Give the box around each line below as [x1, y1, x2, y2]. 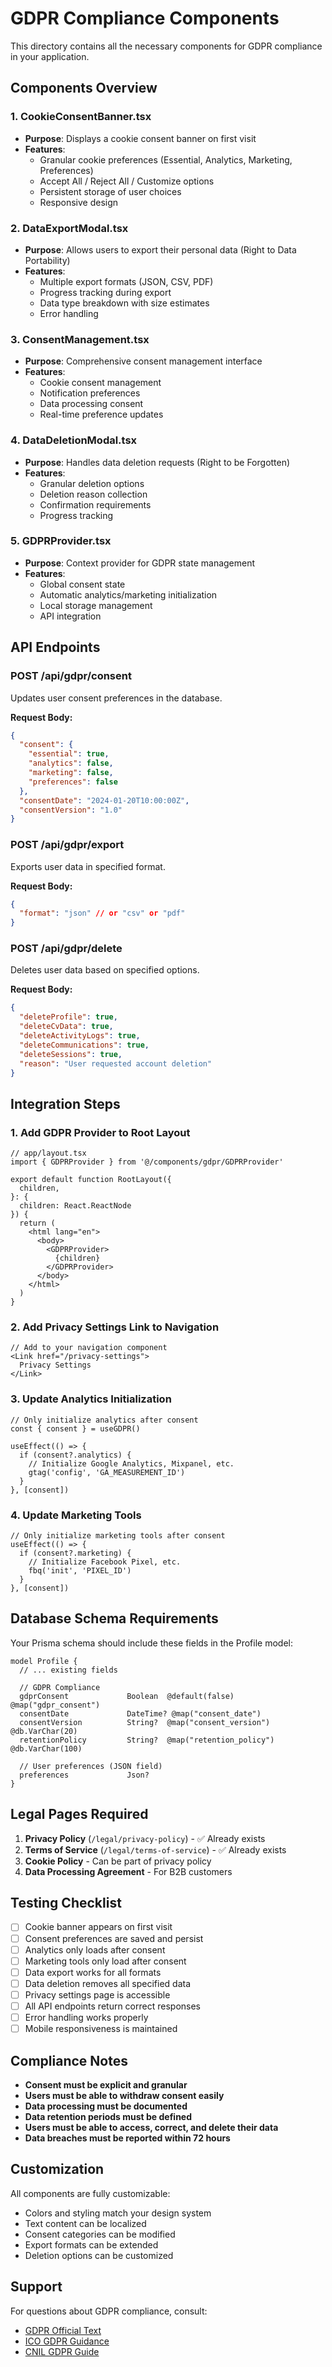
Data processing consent [39, 398, 144, 410]
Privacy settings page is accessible [24, 1988, 171, 2001]
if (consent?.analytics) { [19, 1450, 132, 1460]
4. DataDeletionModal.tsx [10, 433, 138, 447]
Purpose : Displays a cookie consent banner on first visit [24, 132, 257, 144]
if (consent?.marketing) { [19, 1548, 132, 1559]
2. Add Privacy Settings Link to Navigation [10, 1320, 220, 1334]
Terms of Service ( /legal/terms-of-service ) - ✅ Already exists [24, 1843, 287, 1856]
